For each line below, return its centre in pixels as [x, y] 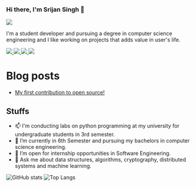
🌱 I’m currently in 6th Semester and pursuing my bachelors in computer [102, 141]
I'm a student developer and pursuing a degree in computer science [89, 34]
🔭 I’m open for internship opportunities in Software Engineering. [93, 153]
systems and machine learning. [53, 166]
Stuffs [18, 111]
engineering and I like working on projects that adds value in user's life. [94, 40]
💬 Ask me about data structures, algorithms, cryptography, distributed [100, 160]
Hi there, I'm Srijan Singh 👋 [45, 9]
